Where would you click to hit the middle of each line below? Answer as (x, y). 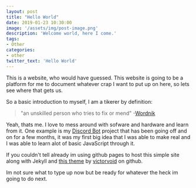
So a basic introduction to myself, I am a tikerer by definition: (79, 101)
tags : (13, 39)
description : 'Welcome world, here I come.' (61, 34)
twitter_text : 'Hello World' (42, 61)
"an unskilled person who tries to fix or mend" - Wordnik (88, 113)
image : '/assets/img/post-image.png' (52, 28)
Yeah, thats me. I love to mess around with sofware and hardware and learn (97, 124)
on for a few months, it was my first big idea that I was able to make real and (98, 137)
